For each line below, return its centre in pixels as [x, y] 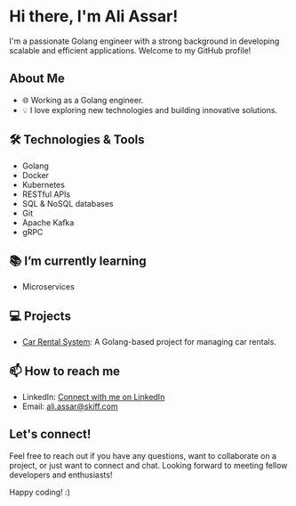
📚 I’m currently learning [78, 261]
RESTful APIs [46, 194]
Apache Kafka [48, 222]
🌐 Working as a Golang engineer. [83, 100]
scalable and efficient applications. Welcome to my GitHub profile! [130, 50]
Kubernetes [43, 184]
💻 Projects [40, 316]
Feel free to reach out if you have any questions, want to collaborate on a [143, 455]
